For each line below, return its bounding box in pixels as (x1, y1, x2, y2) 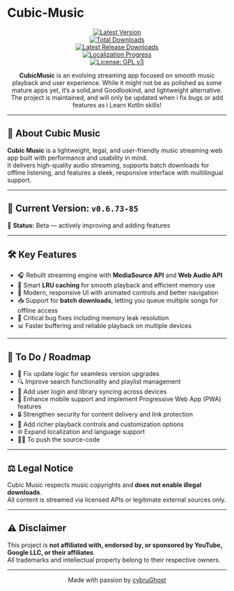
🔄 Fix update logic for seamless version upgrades (17, 370, 160, 378)
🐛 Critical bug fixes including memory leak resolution (17, 314, 169, 322)
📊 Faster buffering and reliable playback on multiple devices (17, 322, 192, 330)
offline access (17, 306, 58, 315)
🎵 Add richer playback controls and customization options (17, 420, 185, 428)
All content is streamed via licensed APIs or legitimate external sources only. (7, 495, 226, 504)
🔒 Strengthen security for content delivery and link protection (17, 410, 194, 419)
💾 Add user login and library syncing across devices (17, 387, 167, 396)
